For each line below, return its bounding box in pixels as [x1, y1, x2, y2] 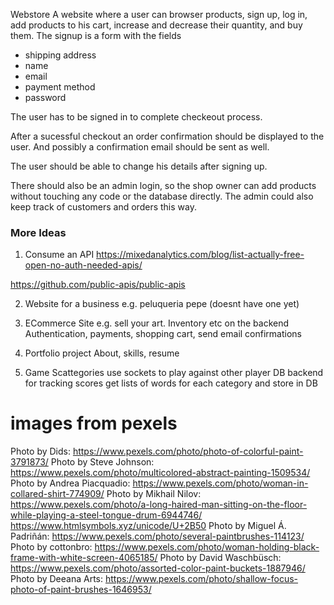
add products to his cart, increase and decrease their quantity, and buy [10, 19, 303, 31]
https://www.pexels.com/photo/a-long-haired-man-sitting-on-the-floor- [10, 499, 308, 511]
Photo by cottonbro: [10, 541, 93, 553]
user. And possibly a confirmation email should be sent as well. [10, 141, 270, 153]
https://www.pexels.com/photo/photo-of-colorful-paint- [72, 445, 304, 458]
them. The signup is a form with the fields [10, 30, 182, 41]
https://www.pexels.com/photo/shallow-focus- [104, 573, 299, 585]
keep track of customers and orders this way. [10, 201, 197, 213]
